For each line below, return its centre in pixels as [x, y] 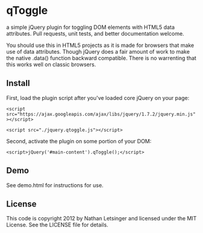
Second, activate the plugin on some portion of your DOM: [79, 141]
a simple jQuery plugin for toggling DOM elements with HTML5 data [91, 27]
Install [18, 83]
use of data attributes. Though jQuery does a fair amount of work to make [98, 51]
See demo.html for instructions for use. [55, 185]
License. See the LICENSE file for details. [57, 225]
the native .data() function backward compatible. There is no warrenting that [101, 58]
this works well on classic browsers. [51, 64]
